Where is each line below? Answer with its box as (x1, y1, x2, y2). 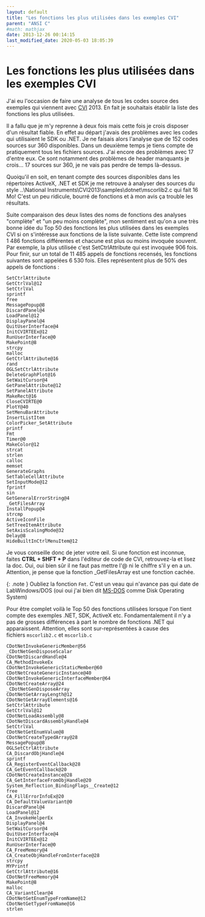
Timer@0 (6, 436, 26, 442)
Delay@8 (6, 532, 26, 539)
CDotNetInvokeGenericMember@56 (6, 643, 86, 649)
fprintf (6, 484, 26, 491)
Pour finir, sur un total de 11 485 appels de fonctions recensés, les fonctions (6, 250, 198, 258)
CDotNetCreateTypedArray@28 (6, 734, 78, 740)
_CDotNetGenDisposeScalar (6, 648, 72, 654)
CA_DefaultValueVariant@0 (6, 799, 72, 805)
